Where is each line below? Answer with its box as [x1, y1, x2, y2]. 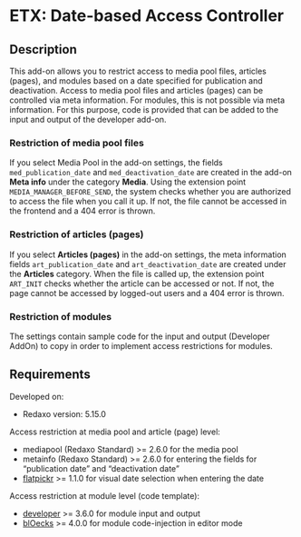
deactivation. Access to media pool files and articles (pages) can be [9, 85, 264, 95]
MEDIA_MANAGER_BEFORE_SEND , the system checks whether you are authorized [9, 186, 292, 197]
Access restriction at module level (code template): [9, 490, 200, 501]
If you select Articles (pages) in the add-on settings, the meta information [9, 249, 287, 260]
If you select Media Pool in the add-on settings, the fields [9, 157, 224, 168]
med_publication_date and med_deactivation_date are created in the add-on [9, 167, 293, 178]
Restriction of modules [9, 310, 112, 323]
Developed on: [9, 391, 64, 402]
